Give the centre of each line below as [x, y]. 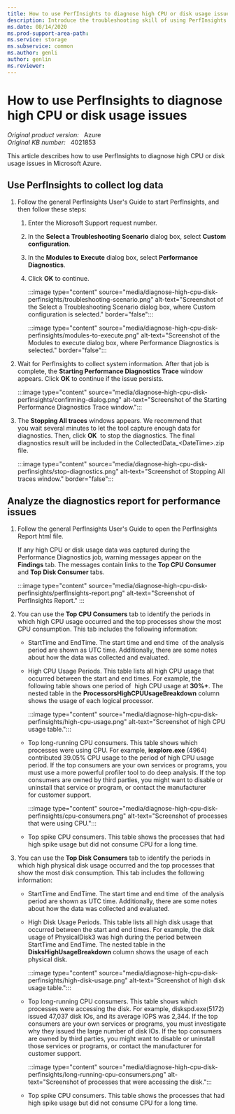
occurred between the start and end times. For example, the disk [121, 930]
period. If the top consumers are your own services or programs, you [127, 765]
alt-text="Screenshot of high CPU [177, 722]
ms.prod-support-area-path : [48, 33]
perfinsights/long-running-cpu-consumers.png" [97, 1075]
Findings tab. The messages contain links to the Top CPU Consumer [117, 565]
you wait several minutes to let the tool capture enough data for [109, 429]
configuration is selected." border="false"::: [91, 314]
